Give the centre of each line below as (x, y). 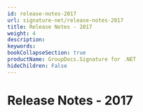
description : (26, 40)
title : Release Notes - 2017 (50, 27)
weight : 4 (22, 33)
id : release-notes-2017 (42, 14)
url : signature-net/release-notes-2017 (66, 20)
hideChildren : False (38, 66)
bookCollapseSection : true (47, 53)
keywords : (22, 46)
